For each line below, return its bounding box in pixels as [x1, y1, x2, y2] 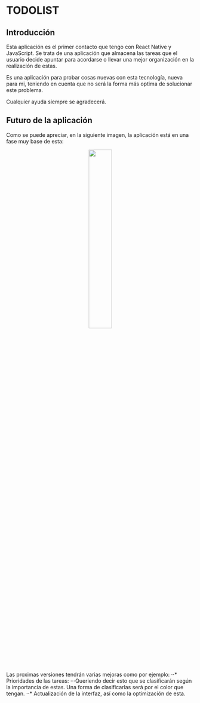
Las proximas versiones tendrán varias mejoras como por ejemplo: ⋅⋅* [6, 671, 177, 678]
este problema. [6, 87, 44, 93]
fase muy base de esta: [6, 137, 64, 145]
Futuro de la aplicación [6, 115, 93, 126]
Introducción [6, 27, 56, 38]
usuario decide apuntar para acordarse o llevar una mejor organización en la [6, 56, 194, 63]
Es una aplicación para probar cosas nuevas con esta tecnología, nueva [6, 74, 183, 81]
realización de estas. [6, 62, 57, 69]
